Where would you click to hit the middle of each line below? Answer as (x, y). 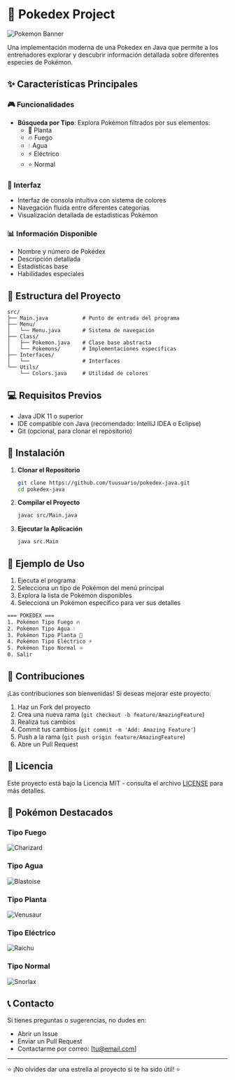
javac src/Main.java (47, 515)
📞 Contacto (31, 1003)
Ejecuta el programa (46, 580)
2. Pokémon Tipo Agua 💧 (41, 629)
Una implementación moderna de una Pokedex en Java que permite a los (113, 47)
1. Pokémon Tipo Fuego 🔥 (44, 622)
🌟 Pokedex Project (61, 14)
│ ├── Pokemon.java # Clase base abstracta (79, 343)
